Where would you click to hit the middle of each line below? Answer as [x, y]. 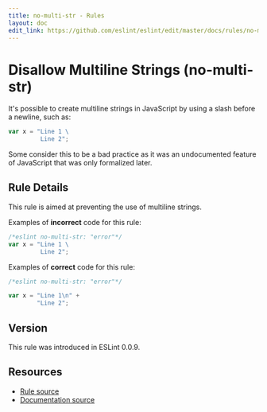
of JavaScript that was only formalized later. [80, 163]
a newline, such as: [40, 117]
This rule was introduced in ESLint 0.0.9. [74, 347]
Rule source [39, 391]
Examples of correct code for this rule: [72, 266]
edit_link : [26, 30]
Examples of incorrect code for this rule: [75, 222]
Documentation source [57, 399]
